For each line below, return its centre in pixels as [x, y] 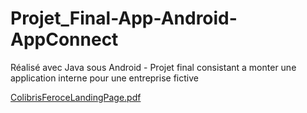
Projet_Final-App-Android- [124, 18]
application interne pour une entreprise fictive [104, 78]
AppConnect [64, 39]
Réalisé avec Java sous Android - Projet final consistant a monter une [153, 67]
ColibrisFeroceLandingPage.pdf [76, 97]
